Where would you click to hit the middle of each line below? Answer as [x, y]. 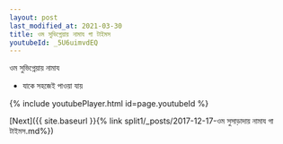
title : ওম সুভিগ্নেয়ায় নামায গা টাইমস [60, 34]
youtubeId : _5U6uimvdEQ [54, 42]
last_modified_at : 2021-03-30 [66, 26]
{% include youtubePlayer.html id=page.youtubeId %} [109, 104]
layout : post [34, 17]
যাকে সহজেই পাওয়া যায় [53, 86]
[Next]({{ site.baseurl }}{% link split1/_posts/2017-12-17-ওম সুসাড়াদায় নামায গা [141, 121]
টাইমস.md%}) [31, 131]
